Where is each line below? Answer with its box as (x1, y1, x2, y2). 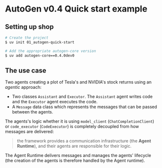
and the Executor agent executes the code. (12, 99, 98, 105)
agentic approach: (5, 84, 42, 90)
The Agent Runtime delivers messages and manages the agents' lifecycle (5, 153, 151, 158)
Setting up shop (5, 23, 54, 31)
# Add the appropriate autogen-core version (5, 48, 96, 54)
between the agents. (12, 109, 53, 115)
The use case (5, 66, 46, 74)
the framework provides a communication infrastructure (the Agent (16, 138, 151, 144)
